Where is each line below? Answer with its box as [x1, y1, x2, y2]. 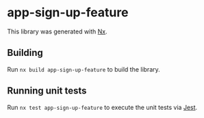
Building [7, 47, 43, 59]
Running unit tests [7, 85, 87, 97]
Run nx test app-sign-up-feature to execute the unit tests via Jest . [7, 103, 198, 111]
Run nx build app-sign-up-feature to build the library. [7, 65, 161, 73]
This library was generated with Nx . [7, 27, 107, 35]
